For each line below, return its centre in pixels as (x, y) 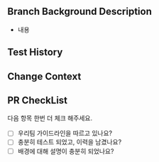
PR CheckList (38, 100)
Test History (35, 52)
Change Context (44, 76)
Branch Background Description (80, 12)
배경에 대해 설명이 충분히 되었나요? (66, 151)
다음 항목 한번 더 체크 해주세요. (50, 118)
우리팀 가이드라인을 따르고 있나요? (65, 133)
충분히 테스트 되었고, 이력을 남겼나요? (70, 142)
